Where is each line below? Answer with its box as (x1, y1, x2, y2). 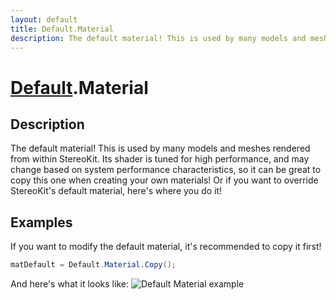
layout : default (10, 14, 78, 25)
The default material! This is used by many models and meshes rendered (10, 142, 311, 155)
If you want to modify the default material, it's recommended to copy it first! (10, 241, 322, 253)
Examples (10, 214, 73, 231)
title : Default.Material (10, 24, 114, 34)
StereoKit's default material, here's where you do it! (10, 185, 223, 197)
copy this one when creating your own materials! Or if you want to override (10, 174, 319, 186)
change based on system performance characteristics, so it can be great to (10, 164, 322, 176)
